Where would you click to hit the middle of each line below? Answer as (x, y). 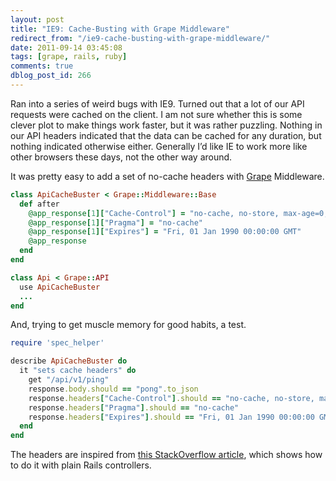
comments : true (42, 66)
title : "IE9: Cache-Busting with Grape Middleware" (120, 29)
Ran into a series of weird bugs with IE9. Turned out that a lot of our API (157, 103)
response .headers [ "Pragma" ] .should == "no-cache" (134, 407)
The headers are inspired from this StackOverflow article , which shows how (166, 455)
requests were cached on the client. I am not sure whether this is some (156, 114)
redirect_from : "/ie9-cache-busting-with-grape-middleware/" (140, 38)
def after (39, 204)
